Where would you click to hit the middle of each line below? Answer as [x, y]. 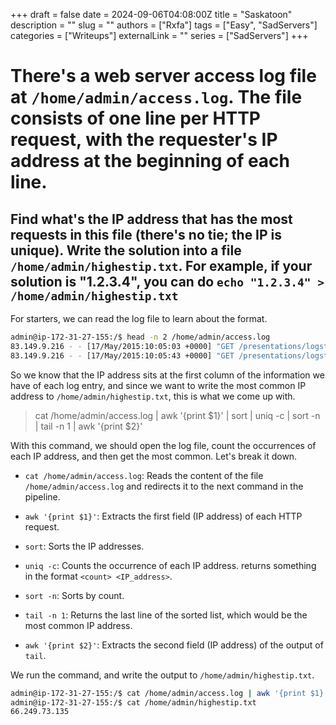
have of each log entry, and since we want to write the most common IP [158, 385]
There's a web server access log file [163, 76]
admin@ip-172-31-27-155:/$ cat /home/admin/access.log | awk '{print [158, 693]
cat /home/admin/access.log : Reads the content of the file [144, 475]
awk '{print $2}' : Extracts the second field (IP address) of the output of [174, 645]
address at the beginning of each [150, 161]
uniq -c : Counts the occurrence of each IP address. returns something [170, 565]
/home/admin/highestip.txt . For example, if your [161, 265]
